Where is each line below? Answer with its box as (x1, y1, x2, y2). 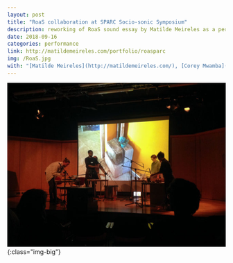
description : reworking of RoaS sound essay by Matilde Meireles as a (7, 26, 216, 33)
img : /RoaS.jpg (7, 56, 51, 62)
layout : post (7, 11, 45, 18)
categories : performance (7, 40, 79, 48)
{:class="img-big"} (7, 247, 61, 256)
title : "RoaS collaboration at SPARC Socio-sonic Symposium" (7, 18, 188, 26)
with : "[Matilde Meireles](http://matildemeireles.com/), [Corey (7, 62, 200, 69)
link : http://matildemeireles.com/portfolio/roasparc (7, 48, 166, 55)
